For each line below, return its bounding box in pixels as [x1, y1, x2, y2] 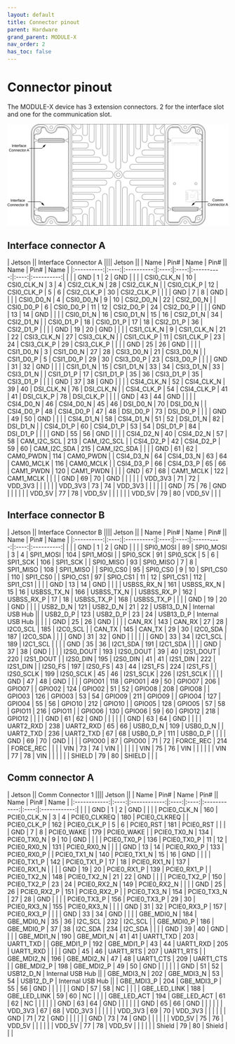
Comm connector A [7, 772, 95, 784]
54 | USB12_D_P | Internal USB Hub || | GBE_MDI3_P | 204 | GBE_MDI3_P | [7, 977, 222, 985]
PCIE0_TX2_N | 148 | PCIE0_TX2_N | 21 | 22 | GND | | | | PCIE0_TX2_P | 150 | [7, 872, 227, 881]
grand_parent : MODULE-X [7, 34, 77, 41]
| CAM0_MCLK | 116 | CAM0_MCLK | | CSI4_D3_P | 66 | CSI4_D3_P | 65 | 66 [7, 459, 227, 468]
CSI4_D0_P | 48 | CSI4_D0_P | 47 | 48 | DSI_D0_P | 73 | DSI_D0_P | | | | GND [7, 407, 227, 416]
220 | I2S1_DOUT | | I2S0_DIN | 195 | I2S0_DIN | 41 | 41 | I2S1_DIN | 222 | [7, 654, 216, 663]
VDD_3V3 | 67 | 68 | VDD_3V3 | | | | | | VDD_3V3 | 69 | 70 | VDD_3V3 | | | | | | [7, 1006, 227, 1015]
